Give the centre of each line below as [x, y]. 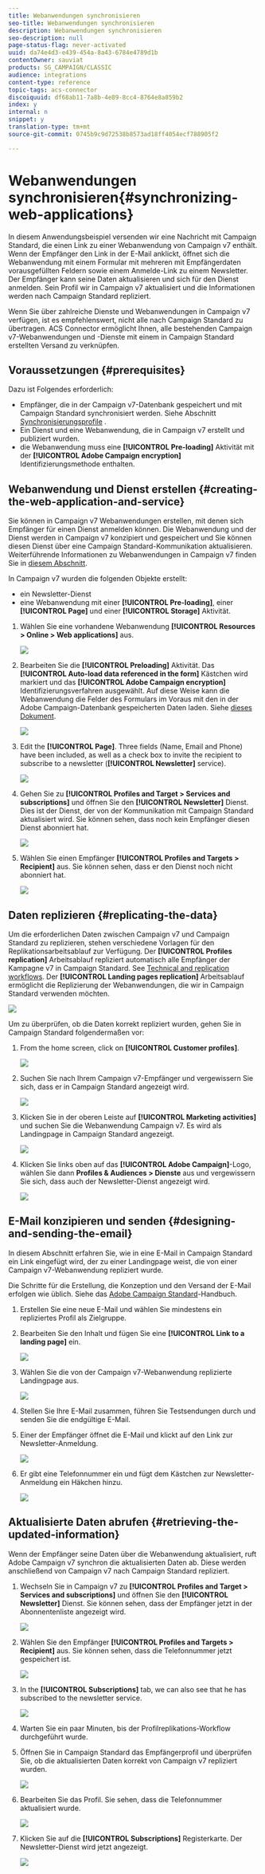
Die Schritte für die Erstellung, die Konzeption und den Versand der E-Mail [130, 1285]
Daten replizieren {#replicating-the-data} [113, 915]
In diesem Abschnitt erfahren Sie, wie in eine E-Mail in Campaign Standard [131, 1253]
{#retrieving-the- [195, 1522]
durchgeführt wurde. [54, 1736]
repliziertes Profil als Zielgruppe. [73, 1318]
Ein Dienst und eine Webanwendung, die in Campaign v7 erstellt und [132, 430]
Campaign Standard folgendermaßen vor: [76, 1032]
